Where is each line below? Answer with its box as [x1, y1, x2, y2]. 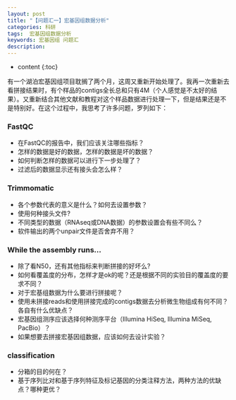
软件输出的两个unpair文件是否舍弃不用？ [17, 227, 135, 235]
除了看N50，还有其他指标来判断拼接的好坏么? [17, 261, 151, 270]
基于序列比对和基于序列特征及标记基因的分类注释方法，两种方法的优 [17, 376, 216, 385]
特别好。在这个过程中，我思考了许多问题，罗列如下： [13, 104, 168, 112]
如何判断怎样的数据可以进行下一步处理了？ [17, 156, 142, 165]
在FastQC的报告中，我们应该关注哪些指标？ [17, 139, 144, 147]
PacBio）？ [17, 323, 51, 332]
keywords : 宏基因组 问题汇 [7, 37, 80, 44]
